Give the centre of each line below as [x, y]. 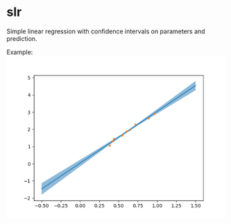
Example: [20, 52]
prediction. [22, 38]
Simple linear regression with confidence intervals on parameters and [106, 31]
